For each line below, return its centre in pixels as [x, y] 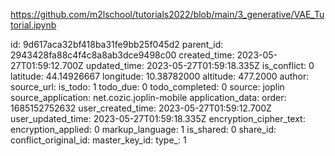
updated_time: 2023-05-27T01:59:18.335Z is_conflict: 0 [200, 65]
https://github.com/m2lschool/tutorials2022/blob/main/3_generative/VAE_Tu [167, 14]
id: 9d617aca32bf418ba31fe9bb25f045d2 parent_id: [117, 44]
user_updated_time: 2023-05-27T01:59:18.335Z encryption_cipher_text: [158, 118]
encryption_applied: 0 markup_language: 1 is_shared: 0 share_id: [143, 129]
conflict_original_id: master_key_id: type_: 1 [98, 140]
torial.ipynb [33, 25]
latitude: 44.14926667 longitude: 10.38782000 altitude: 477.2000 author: [160, 76]
